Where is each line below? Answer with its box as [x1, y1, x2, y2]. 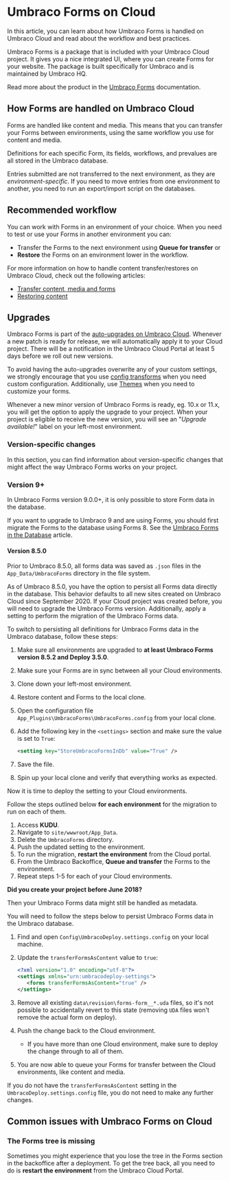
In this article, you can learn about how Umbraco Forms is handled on [7, 27, 204, 35]
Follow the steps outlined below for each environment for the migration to [7, 800, 218, 809]
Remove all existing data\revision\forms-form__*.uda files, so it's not [16, 998, 214, 1007]
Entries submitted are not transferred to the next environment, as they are [7, 169, 216, 178]
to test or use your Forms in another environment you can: [7, 230, 172, 238]
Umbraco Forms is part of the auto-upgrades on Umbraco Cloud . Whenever [7, 330, 222, 338]
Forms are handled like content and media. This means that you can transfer [7, 121, 223, 129]
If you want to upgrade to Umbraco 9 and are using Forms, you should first [7, 516, 219, 524]
